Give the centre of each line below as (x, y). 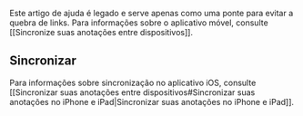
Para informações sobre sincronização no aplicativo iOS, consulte (133, 82)
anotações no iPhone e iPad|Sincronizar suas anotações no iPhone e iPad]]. (151, 101)
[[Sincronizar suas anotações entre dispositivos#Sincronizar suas (132, 92)
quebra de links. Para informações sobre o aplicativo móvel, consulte (139, 23)
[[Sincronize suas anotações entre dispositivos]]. (101, 32)
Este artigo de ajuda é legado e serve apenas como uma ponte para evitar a (151, 13)
